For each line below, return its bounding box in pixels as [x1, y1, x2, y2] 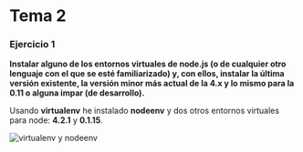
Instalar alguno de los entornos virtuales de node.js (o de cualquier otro [9, 58, 287, 69]
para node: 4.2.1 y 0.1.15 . [9, 115, 103, 126]
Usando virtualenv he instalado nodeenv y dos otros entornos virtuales [9, 106, 280, 117]
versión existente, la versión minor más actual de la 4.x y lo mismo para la [9, 78, 295, 89]
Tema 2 [9, 5, 67, 26]
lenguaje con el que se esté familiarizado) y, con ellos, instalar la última [9, 68, 285, 79]
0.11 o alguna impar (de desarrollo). [9, 87, 145, 98]
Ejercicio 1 [9, 38, 56, 51]
